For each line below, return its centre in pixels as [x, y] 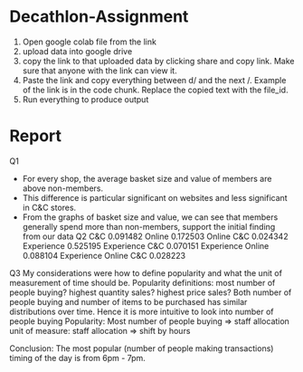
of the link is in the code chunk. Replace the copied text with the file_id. [155, 90]
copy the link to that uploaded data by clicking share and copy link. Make [159, 61]
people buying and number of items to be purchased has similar [128, 301]
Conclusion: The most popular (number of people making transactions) [142, 348]
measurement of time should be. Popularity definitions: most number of [142, 282]
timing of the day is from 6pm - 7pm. [78, 358]
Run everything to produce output [85, 99]
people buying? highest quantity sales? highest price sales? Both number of [151, 292]
